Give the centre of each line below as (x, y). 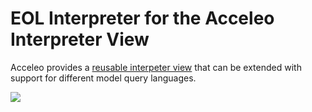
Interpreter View (80, 39)
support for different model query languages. (103, 78)
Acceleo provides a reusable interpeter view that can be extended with (156, 67)
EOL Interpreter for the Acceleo (142, 18)
